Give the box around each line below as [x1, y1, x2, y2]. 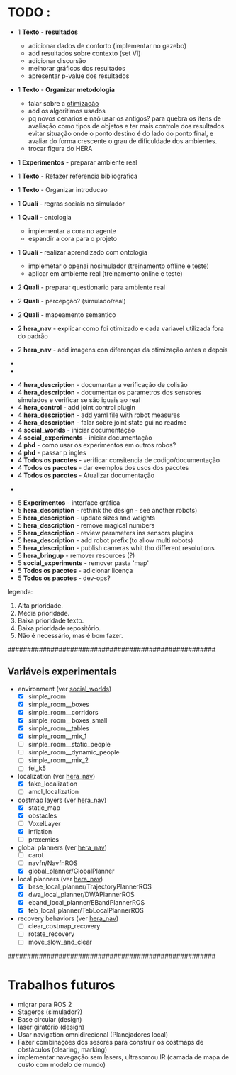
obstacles [28, 811, 57, 820]
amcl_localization [28, 788, 79, 796]
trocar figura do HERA [28, 144, 93, 152]
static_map [28, 803, 60, 812]
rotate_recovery [28, 930, 75, 938]
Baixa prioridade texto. [17, 616, 84, 625]
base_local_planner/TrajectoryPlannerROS [28, 882, 152, 891]
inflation [28, 827, 52, 835]
